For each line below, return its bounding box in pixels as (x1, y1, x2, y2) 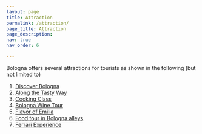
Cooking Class (15, 95, 52, 103)
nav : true (6, 37, 32, 43)
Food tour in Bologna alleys (15, 114, 84, 121)
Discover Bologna (15, 82, 59, 89)
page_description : (6, 31, 53, 37)
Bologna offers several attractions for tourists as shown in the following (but (6, 64, 196, 71)
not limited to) (6, 71, 41, 78)
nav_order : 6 (6, 43, 39, 49)
